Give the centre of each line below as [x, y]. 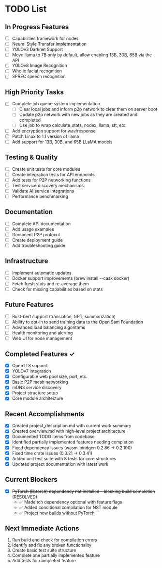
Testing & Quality [31, 157]
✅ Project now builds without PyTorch [57, 513]
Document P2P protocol [36, 234]
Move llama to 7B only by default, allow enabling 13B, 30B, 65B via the [82, 55]
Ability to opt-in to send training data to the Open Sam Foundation [78, 322]
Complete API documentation [41, 224]
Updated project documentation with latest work [60, 464]
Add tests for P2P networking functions [51, 180]
